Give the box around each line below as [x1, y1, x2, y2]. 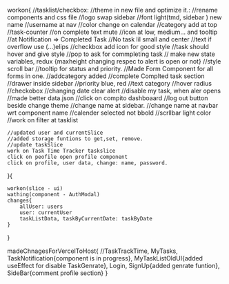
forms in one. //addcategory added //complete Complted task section [7, 72, 205, 80]
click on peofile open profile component [7, 153, 128, 160]
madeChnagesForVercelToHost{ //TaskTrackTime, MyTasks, [7, 247, 178, 255]
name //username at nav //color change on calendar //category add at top [7, 21, 217, 28]
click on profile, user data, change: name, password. [7, 160, 168, 167]
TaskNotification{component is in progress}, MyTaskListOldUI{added [7, 254, 203, 262]
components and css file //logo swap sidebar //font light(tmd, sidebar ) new [7, 13, 222, 21]
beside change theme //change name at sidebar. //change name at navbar [7, 102, 219, 109]
